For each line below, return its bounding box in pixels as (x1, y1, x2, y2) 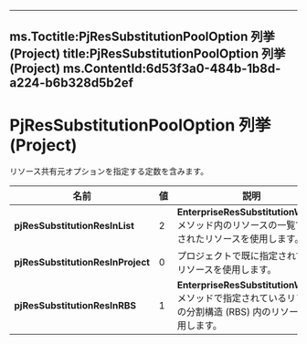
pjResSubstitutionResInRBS (14, 299, 137, 312)
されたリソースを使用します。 (176, 233, 304, 245)
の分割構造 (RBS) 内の (176, 306, 271, 318)
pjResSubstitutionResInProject (14, 256, 151, 269)
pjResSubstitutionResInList (14, 220, 135, 233)
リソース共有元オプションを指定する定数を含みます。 (9, 166, 208, 177)
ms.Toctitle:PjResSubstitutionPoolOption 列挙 (9, 29, 276, 45)
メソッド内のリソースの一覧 (176, 219, 296, 232)
